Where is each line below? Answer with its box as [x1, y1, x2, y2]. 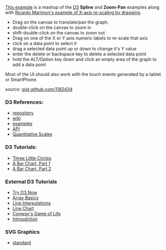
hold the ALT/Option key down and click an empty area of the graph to [12, 56, 157, 62]
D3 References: [5, 98, 44, 105]
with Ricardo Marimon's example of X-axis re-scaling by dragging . [5, 9, 142, 15]
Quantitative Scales [12, 131, 52, 137]
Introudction [12, 216, 38, 222]
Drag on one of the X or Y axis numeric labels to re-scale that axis [12, 35, 148, 41]
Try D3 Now [12, 189, 37, 195]
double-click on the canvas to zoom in [12, 24, 91, 30]
